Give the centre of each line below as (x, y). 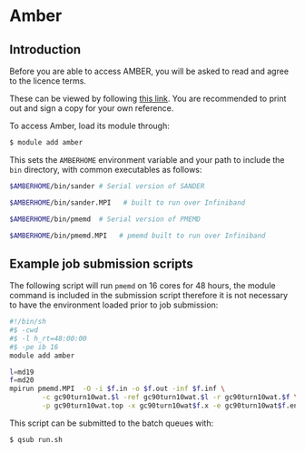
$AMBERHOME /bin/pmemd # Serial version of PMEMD (105, 219)
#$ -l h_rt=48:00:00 (49, 338)
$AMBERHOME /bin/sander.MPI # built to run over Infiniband (128, 202)
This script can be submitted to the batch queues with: (112, 423)
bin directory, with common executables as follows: (106, 169)
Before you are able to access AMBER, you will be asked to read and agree (149, 71)
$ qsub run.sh (36, 439)
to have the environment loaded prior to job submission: (114, 305)
